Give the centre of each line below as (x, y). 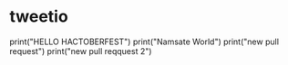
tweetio (39, 17)
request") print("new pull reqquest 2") (81, 51)
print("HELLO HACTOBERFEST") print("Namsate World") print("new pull (144, 42)
